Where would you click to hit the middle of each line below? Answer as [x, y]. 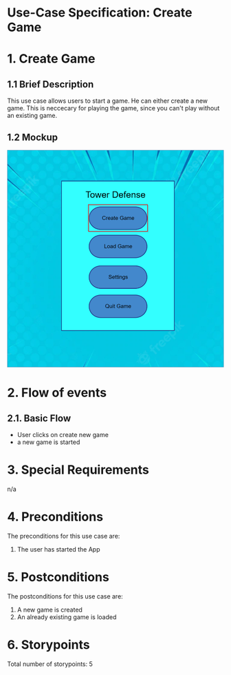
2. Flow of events [57, 393]
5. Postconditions [58, 577]
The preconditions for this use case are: [64, 536]
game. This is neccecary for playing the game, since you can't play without [113, 108]
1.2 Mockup [33, 137]
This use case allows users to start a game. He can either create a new [108, 101]
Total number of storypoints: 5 [50, 664]
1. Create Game [51, 59]
